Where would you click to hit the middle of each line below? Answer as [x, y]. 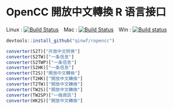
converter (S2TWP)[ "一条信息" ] [41, 62]
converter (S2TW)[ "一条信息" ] [40, 57]
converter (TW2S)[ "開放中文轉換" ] [45, 90]
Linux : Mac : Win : [69, 29]
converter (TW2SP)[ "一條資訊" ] [41, 95]
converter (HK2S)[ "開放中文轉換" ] [45, 101]
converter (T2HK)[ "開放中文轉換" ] [45, 79]
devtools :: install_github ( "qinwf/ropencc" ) [61, 41]
